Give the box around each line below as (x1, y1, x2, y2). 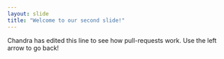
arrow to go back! (7, 44, 59, 52)
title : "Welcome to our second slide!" (7, 17, 125, 24)
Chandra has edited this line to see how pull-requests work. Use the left (7, 36, 217, 44)
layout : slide (7, 10, 50, 18)
